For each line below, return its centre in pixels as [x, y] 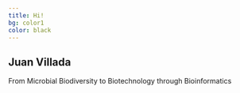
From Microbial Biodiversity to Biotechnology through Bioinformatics [120, 81]
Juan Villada [40, 62]
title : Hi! [26, 15]
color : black [30, 30]
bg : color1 [26, 23]
